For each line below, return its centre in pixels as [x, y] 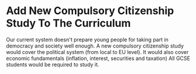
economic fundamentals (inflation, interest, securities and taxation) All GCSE [98, 58]
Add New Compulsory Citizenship [90, 11]
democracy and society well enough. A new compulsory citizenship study [95, 46]
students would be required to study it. [53, 64]
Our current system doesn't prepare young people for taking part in [87, 39]
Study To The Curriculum [68, 23]
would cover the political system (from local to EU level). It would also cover [97, 52]
